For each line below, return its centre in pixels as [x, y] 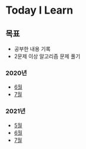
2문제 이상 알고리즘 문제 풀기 [47, 56]
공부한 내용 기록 [32, 49]
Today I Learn [39, 10]
